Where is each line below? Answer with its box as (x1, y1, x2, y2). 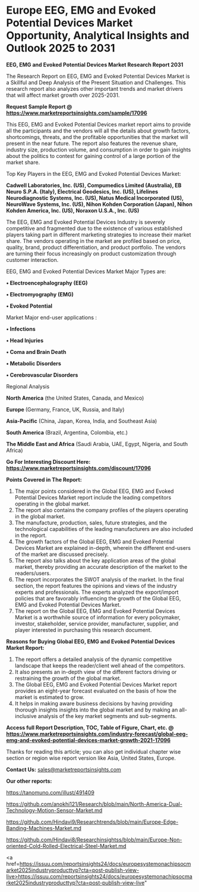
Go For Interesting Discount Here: (6, 458, 91, 465)
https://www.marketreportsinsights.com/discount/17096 (6, 464, 151, 472)
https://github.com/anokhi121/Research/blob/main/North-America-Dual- (6, 800, 183, 808)
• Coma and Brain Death (6, 348, 67, 355)
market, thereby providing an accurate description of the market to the (14, 563, 188, 570)
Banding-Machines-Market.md (6, 824, 81, 831)
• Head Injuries (6, 337, 44, 344)
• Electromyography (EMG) (6, 290, 74, 298)
